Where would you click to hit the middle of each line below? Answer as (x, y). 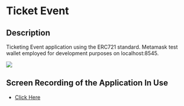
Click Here (28, 97)
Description (28, 33)
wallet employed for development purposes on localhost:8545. (83, 53)
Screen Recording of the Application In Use (87, 83)
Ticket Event (38, 11)
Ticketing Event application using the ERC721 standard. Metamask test (92, 47)
